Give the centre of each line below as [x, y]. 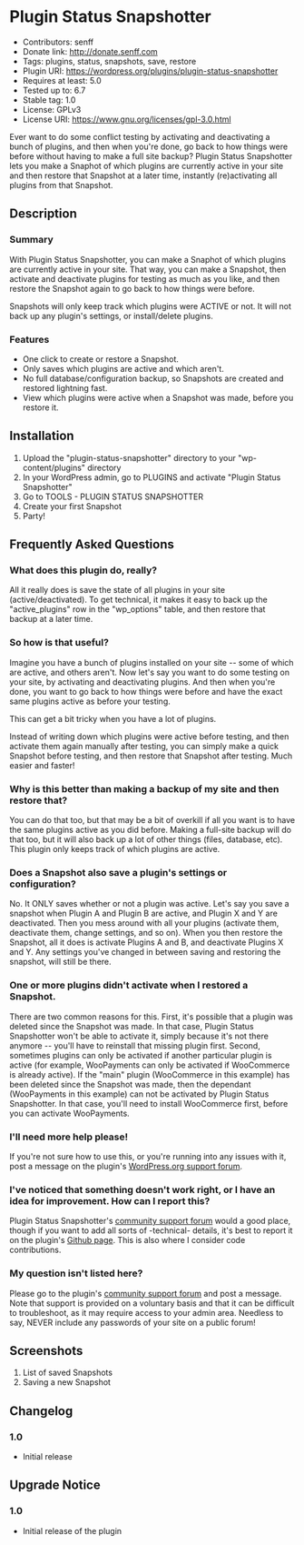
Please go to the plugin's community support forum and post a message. [146, 1293]
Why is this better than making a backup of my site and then [144, 788]
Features [29, 339]
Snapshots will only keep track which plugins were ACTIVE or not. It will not [151, 306]
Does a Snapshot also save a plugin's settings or [118, 872]
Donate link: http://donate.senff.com [90, 51]
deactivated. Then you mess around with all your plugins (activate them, [144, 923]
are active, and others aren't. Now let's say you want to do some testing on [150, 672]
